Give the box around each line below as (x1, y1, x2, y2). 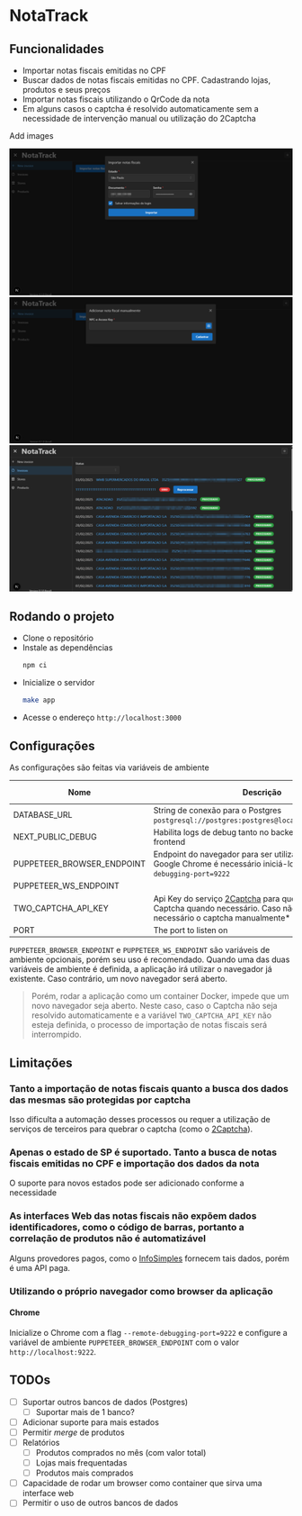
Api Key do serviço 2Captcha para (153, 893, 280, 903)
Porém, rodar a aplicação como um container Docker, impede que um (31, 991, 289, 1002)
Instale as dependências (22, 642, 113, 653)
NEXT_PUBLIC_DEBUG (13, 831, 97, 842)
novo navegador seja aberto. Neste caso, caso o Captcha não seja (31, 1001, 278, 1012)
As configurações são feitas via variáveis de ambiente (9, 762, 209, 773)
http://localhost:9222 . (9, 1346, 97, 1357)
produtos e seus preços (22, 85, 111, 95)
